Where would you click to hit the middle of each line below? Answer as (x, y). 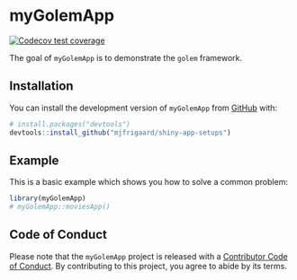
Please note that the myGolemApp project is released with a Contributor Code (148, 256)
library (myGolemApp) (48, 198)
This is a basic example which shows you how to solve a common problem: (148, 182)
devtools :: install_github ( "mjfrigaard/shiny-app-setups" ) (120, 132)
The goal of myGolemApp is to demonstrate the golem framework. (126, 57)
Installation (41, 86)
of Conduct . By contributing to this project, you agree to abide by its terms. (148, 266)
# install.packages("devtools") (70, 124)
